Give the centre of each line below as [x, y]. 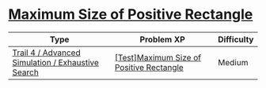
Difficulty [236, 39]
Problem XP [163, 39]
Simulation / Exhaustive [55, 62]
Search [26, 72]
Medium [233, 62]
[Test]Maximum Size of [158, 57]
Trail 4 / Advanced [46, 53]
